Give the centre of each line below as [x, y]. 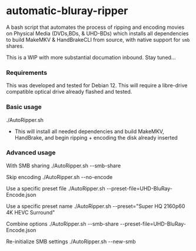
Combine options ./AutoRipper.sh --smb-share [62, 224]
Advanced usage [31, 153]
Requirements [27, 72]
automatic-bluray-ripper [67, 11]
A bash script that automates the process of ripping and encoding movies [95, 27]
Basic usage [24, 107]
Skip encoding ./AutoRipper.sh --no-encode [59, 177]
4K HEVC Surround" [31, 212]
